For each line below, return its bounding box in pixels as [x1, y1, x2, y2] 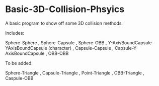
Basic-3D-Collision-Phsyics [5, 4, 125, 15]
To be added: [5, 60, 33, 66]
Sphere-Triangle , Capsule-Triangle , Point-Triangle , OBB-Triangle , [5, 69, 144, 76]
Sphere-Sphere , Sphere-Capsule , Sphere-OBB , [5, 39, 107, 46]
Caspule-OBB [5, 75, 34, 81]
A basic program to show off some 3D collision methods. [5, 20, 123, 26]
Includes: [5, 30, 24, 36]
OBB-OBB [48, 50, 69, 56]
